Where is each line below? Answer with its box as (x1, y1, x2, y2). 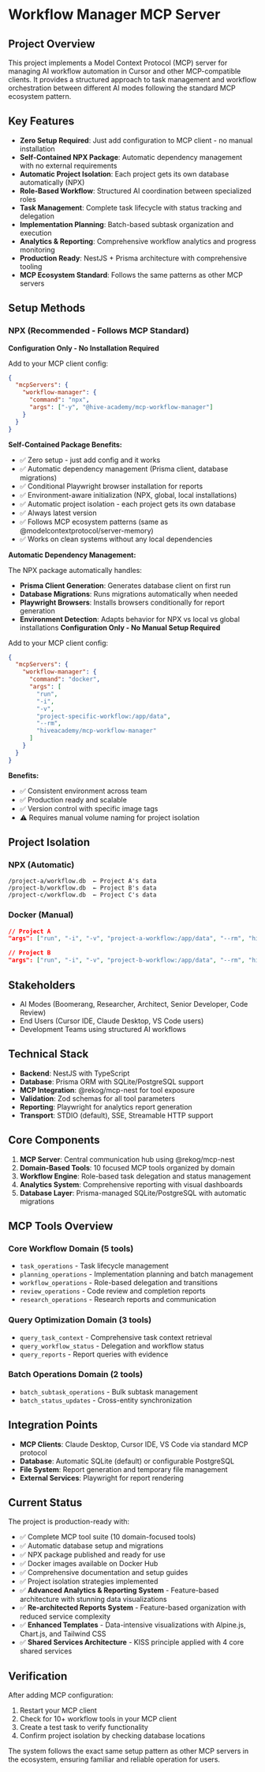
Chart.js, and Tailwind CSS (19, 1629, 106, 1639)
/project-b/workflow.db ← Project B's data (8, 884, 157, 892)
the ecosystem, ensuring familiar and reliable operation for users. (8, 1755, 221, 1764)
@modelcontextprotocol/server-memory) (19, 526, 154, 535)
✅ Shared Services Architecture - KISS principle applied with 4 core (19, 1637, 244, 1647)
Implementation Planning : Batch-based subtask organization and (19, 219, 234, 229)
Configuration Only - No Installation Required (8, 343, 159, 353)
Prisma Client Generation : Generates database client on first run (19, 580, 231, 590)
